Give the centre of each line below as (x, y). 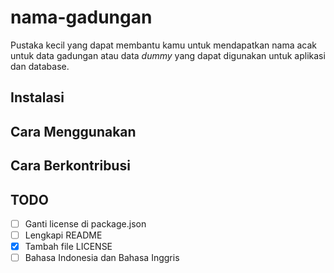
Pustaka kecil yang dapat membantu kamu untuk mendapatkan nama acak (163, 45)
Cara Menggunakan (73, 131)
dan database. (40, 66)
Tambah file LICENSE (68, 247)
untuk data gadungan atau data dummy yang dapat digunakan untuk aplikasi (168, 55)
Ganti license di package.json (85, 223)
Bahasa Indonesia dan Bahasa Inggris (102, 258)
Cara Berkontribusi (70, 166)
